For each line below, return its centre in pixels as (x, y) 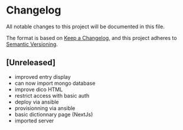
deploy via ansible (37, 102)
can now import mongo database (55, 83)
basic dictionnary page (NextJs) (54, 114)
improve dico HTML (39, 89)
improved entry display (43, 76)
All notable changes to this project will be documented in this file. (86, 26)
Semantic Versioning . (32, 44)
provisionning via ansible (45, 108)
